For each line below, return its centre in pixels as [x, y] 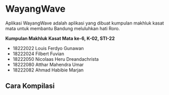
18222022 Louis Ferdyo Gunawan [48, 48]
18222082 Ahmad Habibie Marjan [48, 70]
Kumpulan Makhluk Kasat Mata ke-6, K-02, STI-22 [60, 38]
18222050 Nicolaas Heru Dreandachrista [56, 59]
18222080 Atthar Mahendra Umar [48, 64]
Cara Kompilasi [30, 86]
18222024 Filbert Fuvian [38, 54]
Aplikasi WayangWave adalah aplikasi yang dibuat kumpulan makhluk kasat [85, 23]
